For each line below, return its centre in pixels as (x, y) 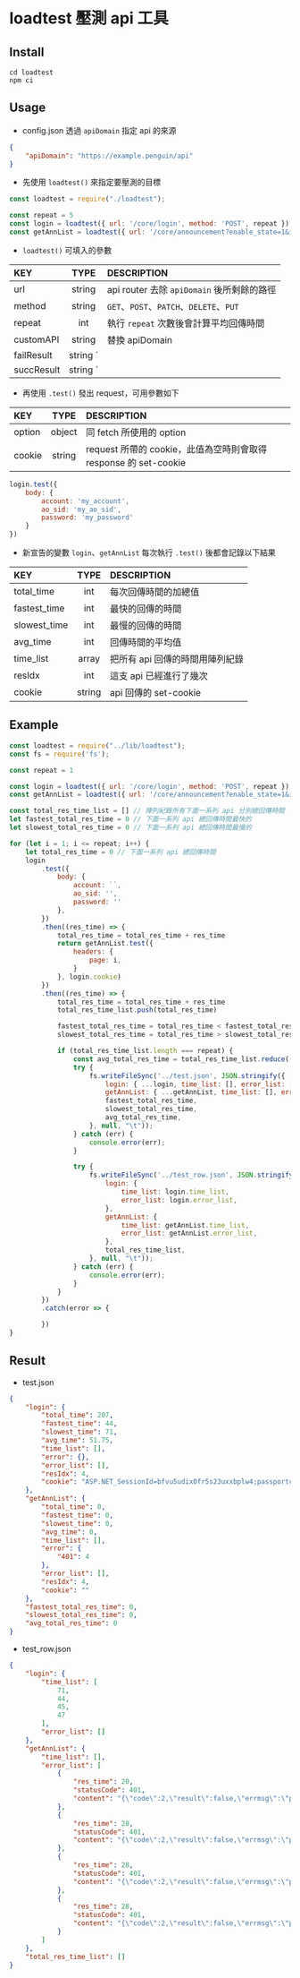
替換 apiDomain (139, 339)
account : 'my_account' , (85, 501)
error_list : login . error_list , (179, 1200)
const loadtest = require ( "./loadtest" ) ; (87, 199)
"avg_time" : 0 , (70, 1532)
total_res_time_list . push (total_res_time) (137, 1010)
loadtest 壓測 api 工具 (89, 18)
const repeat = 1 (42, 770)
